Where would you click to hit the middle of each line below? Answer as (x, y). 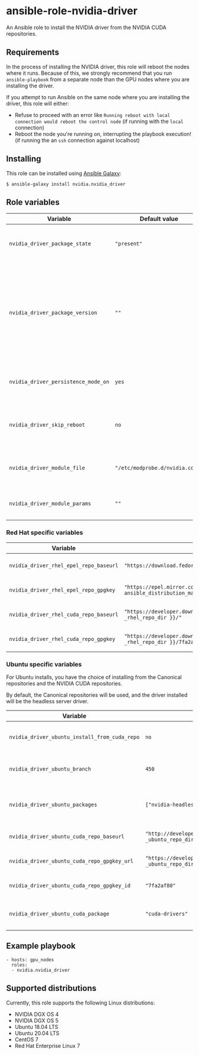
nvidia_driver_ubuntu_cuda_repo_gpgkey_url (71, 861)
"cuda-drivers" (166, 914)
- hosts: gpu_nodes (30, 960)
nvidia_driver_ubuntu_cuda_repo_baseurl (67, 836)
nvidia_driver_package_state (50, 244)
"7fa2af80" (160, 885)
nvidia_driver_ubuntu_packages (53, 804)
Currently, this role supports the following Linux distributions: (81, 1003)
